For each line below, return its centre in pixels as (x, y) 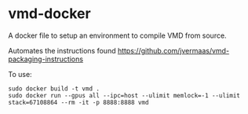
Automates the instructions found (62, 50)
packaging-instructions (46, 59)
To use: (20, 74)
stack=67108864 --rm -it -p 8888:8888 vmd (78, 102)
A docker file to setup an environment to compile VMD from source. (117, 35)
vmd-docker (50, 14)
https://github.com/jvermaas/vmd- (173, 50)
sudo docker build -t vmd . (54, 88)
